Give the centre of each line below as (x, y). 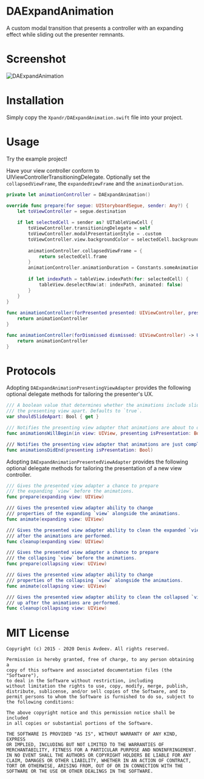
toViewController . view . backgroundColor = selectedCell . (100, 239)
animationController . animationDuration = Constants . (96, 268)
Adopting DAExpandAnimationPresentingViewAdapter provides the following (99, 388)
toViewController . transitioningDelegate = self (89, 228)
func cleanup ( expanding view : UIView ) (55, 542)
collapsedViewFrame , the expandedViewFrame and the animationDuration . (95, 183)
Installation (35, 101)
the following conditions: (40, 702)
